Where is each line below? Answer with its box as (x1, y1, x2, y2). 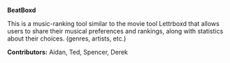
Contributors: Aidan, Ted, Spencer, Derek (7, 48, 128, 56)
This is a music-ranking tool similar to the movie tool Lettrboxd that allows (7, 20, 220, 27)
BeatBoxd (7, 6, 36, 14)
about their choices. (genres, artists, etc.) (7, 34, 127, 43)
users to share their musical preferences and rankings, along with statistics (7, 27, 224, 35)
